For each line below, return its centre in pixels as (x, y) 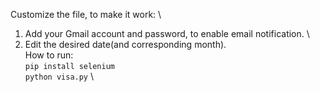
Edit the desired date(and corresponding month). (125, 44)
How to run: (49, 55)
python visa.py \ (59, 76)
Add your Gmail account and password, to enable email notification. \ (167, 33)
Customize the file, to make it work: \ (86, 14)
